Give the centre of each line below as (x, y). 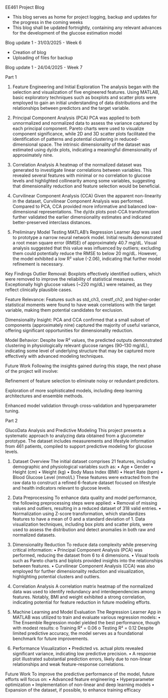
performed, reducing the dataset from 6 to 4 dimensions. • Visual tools (86, 555)
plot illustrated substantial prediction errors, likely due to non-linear (82, 659)
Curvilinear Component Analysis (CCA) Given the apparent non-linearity (87, 196)
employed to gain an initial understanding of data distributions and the (85, 103)
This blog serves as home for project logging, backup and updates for (85, 17)
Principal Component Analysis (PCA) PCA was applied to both (76, 118)
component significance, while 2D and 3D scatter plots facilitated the (84, 134)
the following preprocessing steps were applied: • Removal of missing (85, 503)
